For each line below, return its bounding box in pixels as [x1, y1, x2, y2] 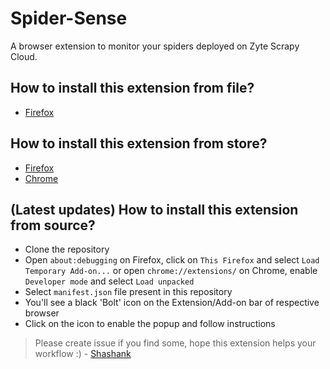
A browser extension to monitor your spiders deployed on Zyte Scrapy [10, 40, 300, 52]
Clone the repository [24, 243, 110, 256]
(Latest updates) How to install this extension [10, 201, 299, 218]
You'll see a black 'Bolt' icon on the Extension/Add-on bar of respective [24, 297, 320, 309]
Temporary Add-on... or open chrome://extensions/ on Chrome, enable [24, 265, 318, 277]
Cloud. [10, 50, 38, 62]
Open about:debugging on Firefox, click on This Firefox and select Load [24, 254, 320, 266]
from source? [10, 217, 96, 234]
